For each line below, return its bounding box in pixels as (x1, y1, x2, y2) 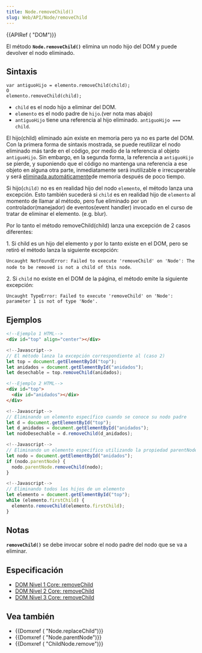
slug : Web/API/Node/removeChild (6, 14, 87, 21)
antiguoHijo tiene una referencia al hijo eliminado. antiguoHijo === (14, 116, 181, 124)
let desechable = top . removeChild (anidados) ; (6, 370, 122, 376)
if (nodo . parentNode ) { (6, 458, 66, 464)
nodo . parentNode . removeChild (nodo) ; (11, 464, 103, 470)
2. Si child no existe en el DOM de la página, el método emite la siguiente (6, 275, 188, 282)
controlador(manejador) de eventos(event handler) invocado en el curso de (6, 204, 193, 211)
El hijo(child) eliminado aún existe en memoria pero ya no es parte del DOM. (6, 134, 194, 142)
